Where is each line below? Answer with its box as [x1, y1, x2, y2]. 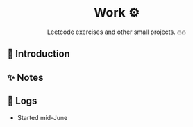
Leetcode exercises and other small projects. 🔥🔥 [47, 28, 186, 36]
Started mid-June [17, 113, 68, 121]
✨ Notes [7, 71, 44, 84]
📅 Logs [7, 95, 37, 107]
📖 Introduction [7, 48, 71, 60]
